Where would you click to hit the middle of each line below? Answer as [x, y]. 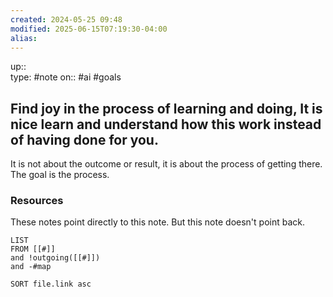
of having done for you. [84, 139]
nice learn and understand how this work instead [166, 124]
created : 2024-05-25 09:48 [66, 19]
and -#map [31, 267]
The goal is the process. [60, 175]
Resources [37, 201]
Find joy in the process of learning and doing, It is [166, 108]
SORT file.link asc [51, 284]
